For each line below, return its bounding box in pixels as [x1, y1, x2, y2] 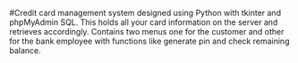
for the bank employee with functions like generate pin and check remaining [9, 35, 290, 46]
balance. [9, 45, 42, 56]
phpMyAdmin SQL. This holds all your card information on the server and [9, 17, 278, 28]
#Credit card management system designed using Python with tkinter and [9, 8, 282, 18]
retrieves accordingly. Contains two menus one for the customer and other [9, 27, 285, 36]
